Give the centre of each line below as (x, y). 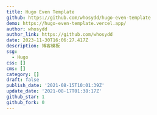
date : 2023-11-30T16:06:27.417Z (47, 40)
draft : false (23, 80)
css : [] (16, 63)
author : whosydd (27, 29)
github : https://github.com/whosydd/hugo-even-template (78, 18)
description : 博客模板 (33, 46)
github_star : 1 (26, 97)
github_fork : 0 (26, 102)
